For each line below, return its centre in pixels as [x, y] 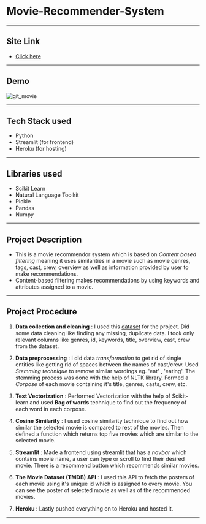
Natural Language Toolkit [47, 195]
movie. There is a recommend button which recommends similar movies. [107, 465]
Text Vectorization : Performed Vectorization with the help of [93, 396]
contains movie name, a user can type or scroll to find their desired [100, 458]
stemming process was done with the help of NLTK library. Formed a [102, 378]
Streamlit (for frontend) [44, 142]
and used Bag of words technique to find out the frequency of [108, 402]
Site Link [23, 41]
